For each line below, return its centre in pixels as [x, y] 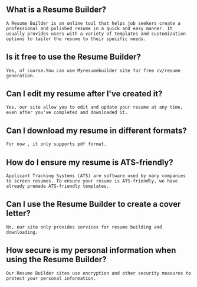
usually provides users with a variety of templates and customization [96, 34]
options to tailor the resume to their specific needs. [76, 39]
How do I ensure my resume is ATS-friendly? [90, 162]
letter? [18, 213]
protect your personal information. [51, 278]
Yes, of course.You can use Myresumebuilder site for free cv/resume [93, 70]
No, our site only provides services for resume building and [84, 227]
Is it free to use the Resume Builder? [74, 57]
